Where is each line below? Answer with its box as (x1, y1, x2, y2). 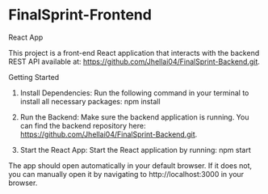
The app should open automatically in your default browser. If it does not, (8, 160, 253, 171)
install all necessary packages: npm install (19, 96, 161, 106)
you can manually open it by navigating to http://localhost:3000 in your (8, 169, 245, 179)
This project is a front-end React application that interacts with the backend (8, 48, 260, 57)
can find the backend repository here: (19, 120, 146, 130)
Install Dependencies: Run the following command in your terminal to (19, 87, 249, 98)
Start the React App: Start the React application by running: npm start (19, 145, 252, 154)
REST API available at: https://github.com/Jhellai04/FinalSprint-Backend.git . (8, 57, 261, 66)
